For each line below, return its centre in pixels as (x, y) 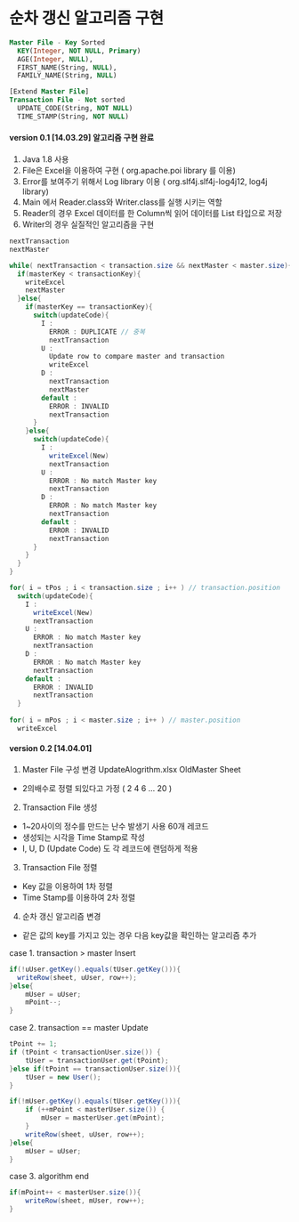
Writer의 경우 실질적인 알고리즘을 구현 (88, 224)
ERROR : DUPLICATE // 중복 (97, 332)
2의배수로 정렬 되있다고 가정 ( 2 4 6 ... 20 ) (97, 788)
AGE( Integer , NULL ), (55, 59)
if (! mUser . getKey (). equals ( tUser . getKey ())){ (95, 1101)
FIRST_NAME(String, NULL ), (67, 68)
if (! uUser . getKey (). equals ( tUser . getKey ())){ (95, 969)
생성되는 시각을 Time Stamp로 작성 (83, 837)
